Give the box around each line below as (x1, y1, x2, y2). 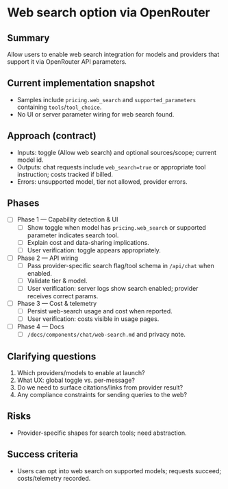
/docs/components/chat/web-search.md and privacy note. (27, 331, 186, 339)
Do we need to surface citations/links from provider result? (16, 383, 183, 392)
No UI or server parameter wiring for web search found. (16, 110, 175, 118)
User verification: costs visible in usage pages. (27, 315, 160, 323)
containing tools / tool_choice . (16, 103, 102, 111)
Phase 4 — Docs (16, 322, 65, 331)
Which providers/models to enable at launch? (16, 369, 145, 377)
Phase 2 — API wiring (16, 254, 79, 262)
